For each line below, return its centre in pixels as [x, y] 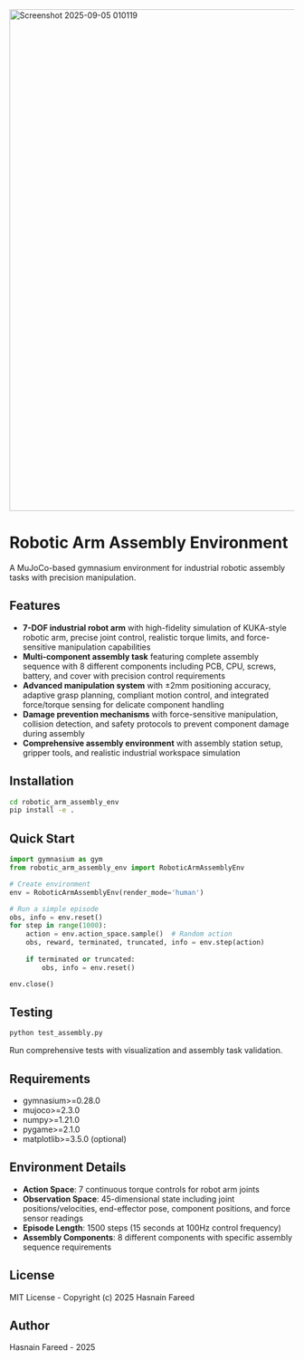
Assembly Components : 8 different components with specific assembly [157, 1237]
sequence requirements [66, 1247]
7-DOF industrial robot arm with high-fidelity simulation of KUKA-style [154, 627]
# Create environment [50, 884]
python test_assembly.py [56, 1033]
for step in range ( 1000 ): [58, 926]
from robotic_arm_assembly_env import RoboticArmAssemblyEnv [127, 868]
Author [29, 1326]
